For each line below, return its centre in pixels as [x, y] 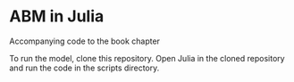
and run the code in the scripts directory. [84, 68]
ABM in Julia [57, 16]
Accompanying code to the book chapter [85, 41]
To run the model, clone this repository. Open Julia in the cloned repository [147, 58]
